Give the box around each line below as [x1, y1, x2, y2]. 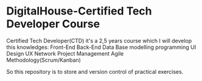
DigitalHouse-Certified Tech [6, 4, 152, 18]
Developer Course [6, 17, 100, 31]
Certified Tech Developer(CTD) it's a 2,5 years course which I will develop [6, 37, 192, 44]
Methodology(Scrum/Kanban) [6, 56, 81, 63]
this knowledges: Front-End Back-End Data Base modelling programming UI [6, 44, 197, 51]
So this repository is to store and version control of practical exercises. [6, 68, 184, 75]
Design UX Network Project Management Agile [6, 50, 124, 57]
